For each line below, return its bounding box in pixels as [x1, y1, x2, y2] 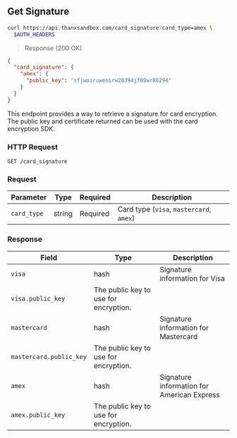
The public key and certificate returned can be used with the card [7, 116, 198, 126]
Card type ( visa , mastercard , [117, 205, 212, 214]
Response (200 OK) [24, 44, 83, 52]
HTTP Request [7, 142, 59, 152]
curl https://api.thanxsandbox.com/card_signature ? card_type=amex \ [7, 24, 213, 31]
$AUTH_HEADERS [13, 31, 55, 38]
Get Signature [7, 6, 70, 18]
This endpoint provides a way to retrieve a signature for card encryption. [7, 109, 219, 118]
